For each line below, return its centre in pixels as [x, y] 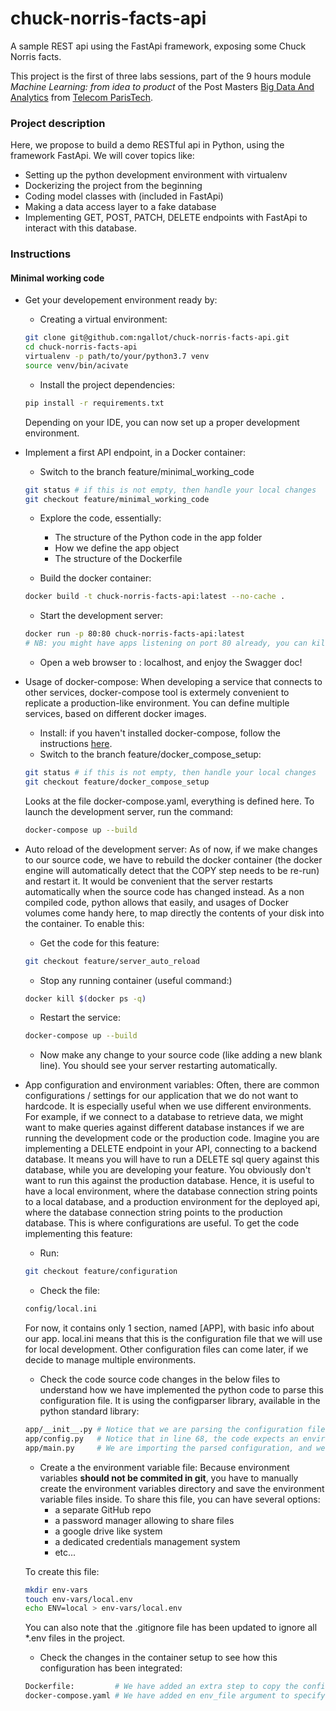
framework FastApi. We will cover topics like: [102, 156]
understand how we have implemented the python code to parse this [181, 1390]
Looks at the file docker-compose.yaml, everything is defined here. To [169, 801]
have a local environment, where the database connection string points [171, 1191]
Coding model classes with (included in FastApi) [124, 196]
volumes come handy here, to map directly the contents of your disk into [174, 913]
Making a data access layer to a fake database [120, 207]
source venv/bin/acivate [76, 365]
